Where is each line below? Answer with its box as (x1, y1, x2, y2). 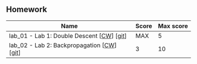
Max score (158, 22, 189, 30)
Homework (6, 5, 47, 15)
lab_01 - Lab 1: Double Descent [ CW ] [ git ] (9, 31, 127, 40)
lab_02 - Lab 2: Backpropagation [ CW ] (9, 41, 117, 49)
